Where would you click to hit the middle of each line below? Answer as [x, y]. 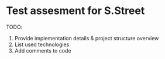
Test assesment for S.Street [75, 11]
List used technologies [42, 44]
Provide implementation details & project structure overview [87, 38]
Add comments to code [43, 50]
